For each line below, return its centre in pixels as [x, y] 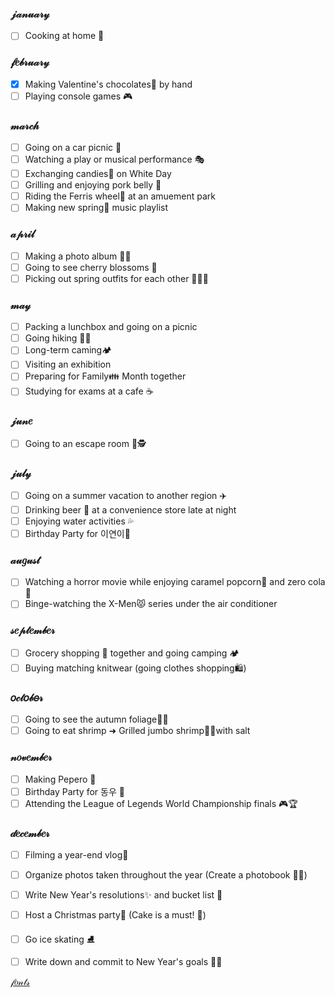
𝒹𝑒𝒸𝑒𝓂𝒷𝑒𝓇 [30, 833]
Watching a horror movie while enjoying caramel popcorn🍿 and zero [165, 582]
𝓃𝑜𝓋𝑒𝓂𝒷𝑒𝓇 [31, 757]
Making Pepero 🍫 [60, 779]
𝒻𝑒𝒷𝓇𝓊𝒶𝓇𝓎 [30, 62]
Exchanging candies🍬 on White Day [98, 174]
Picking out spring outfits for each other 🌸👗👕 [116, 278]
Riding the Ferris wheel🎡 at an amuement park [120, 196]
